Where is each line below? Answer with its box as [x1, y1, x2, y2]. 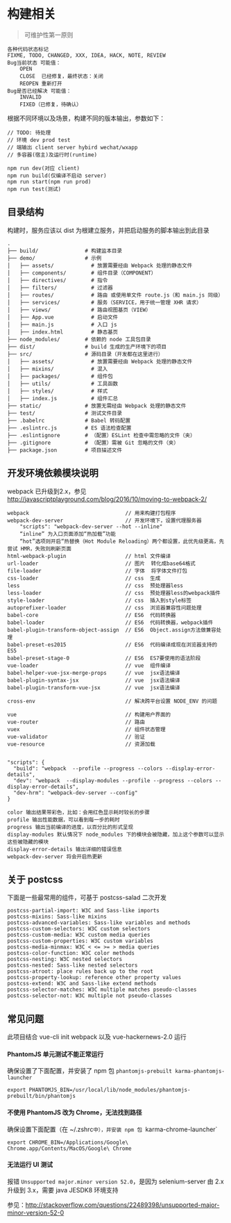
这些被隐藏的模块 [7, 838, 49, 845]
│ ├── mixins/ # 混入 [7, 366, 108, 372]
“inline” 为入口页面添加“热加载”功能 [19, 530, 117, 537]
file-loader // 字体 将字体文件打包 [7, 567, 187, 574]
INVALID [19, 93, 42, 101]
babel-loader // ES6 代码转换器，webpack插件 [7, 619, 214, 626]
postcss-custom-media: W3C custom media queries [7, 932, 151, 939]
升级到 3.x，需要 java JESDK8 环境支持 [7, 1185, 119, 1194]
